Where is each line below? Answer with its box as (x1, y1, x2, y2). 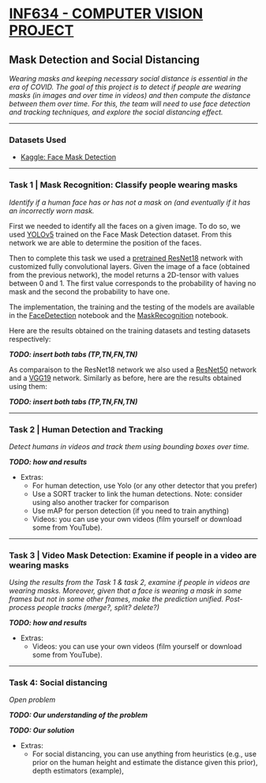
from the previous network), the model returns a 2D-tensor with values (9, 270, 239, 279)
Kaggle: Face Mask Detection (20, 152, 117, 162)
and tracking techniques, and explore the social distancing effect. (9, 107, 223, 117)
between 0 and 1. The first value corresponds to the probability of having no (9, 278, 257, 288)
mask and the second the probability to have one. (9, 287, 170, 296)
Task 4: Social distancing (9, 677, 107, 688)
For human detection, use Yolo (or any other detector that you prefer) (32, 481, 257, 490)
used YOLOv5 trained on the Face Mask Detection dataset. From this (9, 230, 232, 239)
